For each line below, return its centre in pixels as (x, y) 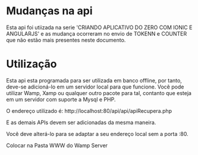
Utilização (32, 64)
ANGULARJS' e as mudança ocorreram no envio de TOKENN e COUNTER (97, 33)
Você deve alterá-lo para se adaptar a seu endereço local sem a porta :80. (97, 134)
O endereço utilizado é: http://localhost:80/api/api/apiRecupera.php (89, 110)
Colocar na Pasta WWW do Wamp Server (57, 145)
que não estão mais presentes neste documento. (66, 40)
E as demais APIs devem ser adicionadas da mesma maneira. (81, 122)
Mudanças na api (49, 11)
